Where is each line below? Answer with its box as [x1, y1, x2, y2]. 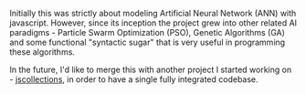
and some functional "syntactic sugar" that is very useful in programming [9, 37, 286, 47]
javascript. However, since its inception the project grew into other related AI [9, 17, 298, 28]
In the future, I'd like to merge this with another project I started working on [9, 64, 292, 75]
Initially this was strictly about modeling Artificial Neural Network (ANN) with [9, 8, 297, 18]
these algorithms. [9, 47, 76, 57]
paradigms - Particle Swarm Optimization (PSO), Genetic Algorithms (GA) [9, 27, 286, 37]
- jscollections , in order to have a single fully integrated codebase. [9, 74, 259, 85]
